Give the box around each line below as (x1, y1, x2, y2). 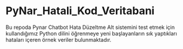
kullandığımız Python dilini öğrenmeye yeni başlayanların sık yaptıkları (5, 30, 178, 37)
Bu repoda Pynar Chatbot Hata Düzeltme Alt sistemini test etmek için (5, 24, 175, 31)
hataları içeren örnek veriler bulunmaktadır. (5, 36, 112, 43)
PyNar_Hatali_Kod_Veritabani (5, 4, 155, 18)
